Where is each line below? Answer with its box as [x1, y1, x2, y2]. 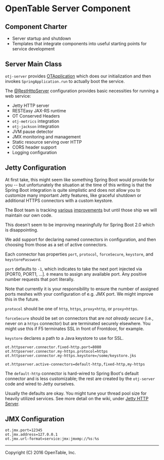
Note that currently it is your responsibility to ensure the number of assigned [5, 285, 159, 292]
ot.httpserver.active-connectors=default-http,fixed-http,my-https [5, 361, 145, 367]
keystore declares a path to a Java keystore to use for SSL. [5, 335, 124, 341]
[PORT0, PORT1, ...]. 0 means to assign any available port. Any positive [5, 271, 147, 277]
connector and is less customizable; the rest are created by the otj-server [5, 376, 155, 382]
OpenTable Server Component [5, 3, 131, 14]
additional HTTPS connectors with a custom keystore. [5, 197, 113, 204]
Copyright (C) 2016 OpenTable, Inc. [5, 450, 76, 456]
